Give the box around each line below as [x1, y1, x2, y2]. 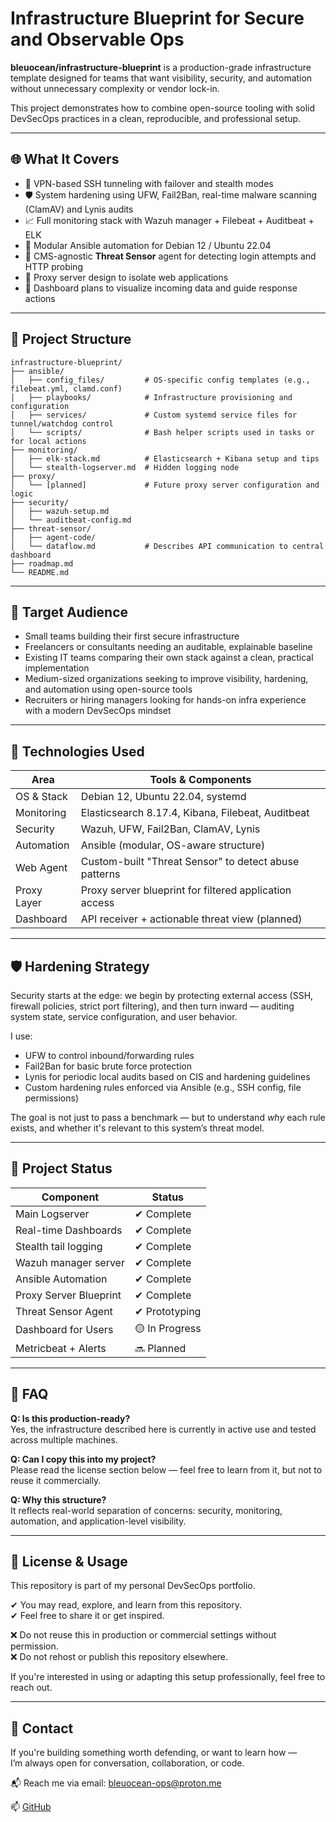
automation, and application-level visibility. [10, 1515, 187, 1527]
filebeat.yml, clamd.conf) [10, 383, 123, 394]
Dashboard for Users [15, 1323, 114, 1337]
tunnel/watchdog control [10, 418, 114, 429]
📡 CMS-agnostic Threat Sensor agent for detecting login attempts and [24, 250, 317, 262]
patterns [80, 867, 121, 881]
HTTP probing [24, 260, 83, 272]
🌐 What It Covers [10, 151, 120, 168]
